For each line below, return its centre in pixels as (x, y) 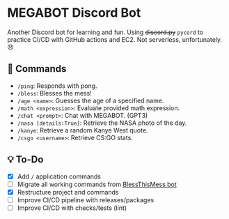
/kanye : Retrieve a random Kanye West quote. (82, 130)
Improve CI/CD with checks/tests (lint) (72, 208)
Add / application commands (59, 176)
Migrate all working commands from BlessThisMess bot (97, 184)
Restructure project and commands (68, 192)
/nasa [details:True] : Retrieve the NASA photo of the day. (102, 123)
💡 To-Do (25, 159)
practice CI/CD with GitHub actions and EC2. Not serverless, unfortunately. (115, 39)
